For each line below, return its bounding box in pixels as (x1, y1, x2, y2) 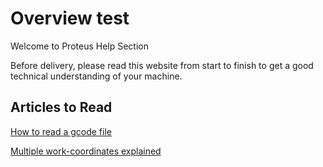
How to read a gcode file (10, 125, 112, 137)
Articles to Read (10, 99, 113, 116)
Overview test (10, 7, 130, 30)
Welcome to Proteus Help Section (10, 40, 149, 52)
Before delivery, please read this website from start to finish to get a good (10, 59, 314, 71)
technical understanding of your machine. (10, 70, 183, 82)
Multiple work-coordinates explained (10, 145, 162, 157)
